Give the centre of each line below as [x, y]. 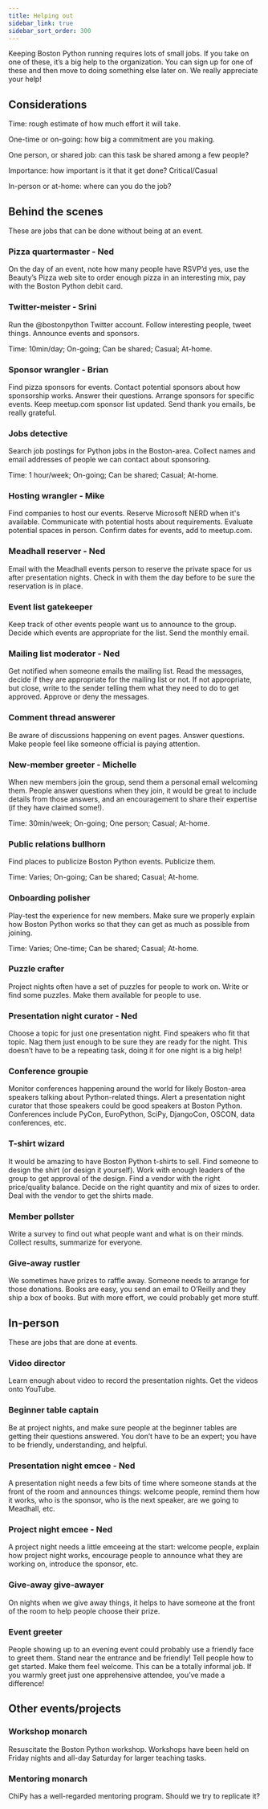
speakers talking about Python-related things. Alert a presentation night [127, 1097]
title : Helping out [41, 16]
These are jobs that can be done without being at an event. [106, 231]
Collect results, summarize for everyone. [75, 1242]
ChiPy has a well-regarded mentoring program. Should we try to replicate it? [134, 1796]
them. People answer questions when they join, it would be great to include [132, 790]
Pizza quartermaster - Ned [61, 252]
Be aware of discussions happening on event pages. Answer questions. [126, 735]
